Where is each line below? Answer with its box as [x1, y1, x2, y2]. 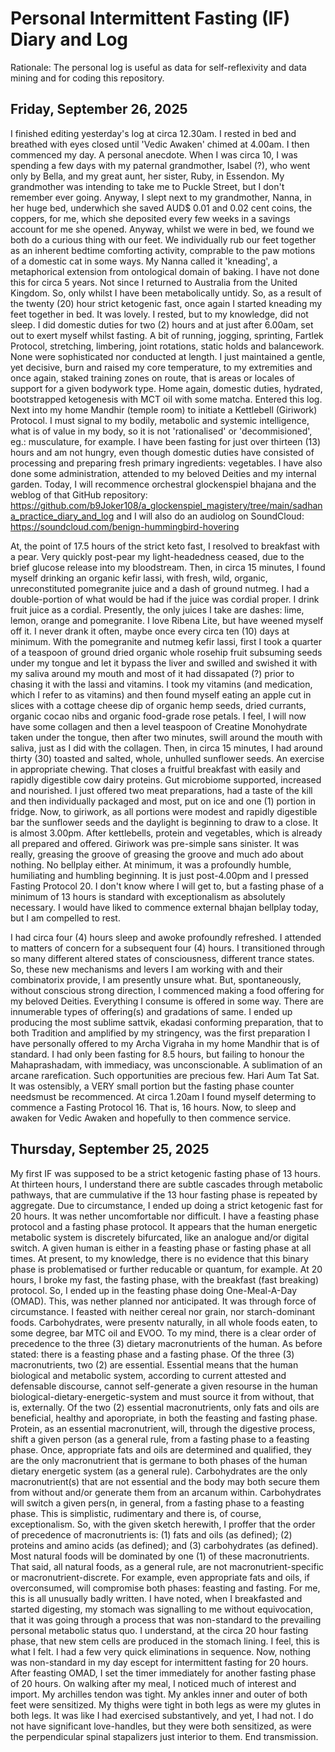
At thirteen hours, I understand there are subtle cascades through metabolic [10, 1178, 324, 1190]
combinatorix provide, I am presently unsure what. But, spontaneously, [10, 973, 302, 986]
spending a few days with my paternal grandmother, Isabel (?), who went [10, 159, 311, 171]
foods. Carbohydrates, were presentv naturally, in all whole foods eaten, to [10, 1316, 318, 1328]
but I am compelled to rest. [10, 912, 121, 924]
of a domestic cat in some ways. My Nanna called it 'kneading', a [10, 255, 278, 267]
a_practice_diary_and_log [10, 510, 115, 522]
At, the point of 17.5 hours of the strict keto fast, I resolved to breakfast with [10, 540, 320, 552]
